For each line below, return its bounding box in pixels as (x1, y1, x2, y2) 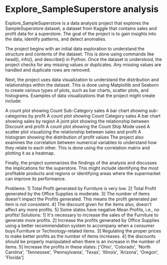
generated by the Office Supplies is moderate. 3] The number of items (5, 190, 150, 196)
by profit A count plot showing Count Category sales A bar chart (28, 112, 161, 118)
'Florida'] (5, 254, 24, 260)
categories (5, 112, 27, 118)
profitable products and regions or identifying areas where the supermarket (5, 170, 161, 176)
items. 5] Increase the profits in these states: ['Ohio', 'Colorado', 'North (5, 243, 151, 249)
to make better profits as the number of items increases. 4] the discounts (5, 233, 156, 239)
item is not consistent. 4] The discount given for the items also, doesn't (5, 201, 152, 207)
